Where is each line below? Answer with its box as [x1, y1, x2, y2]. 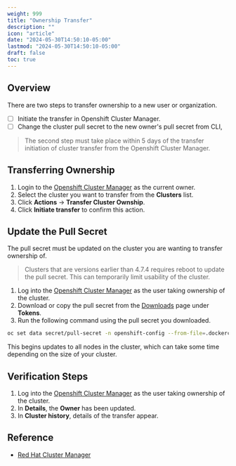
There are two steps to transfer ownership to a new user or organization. [7, 101, 218, 109]
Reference [7, 432, 54, 444]
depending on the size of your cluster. [7, 350, 117, 358]
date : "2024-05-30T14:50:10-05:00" [7, 37, 112, 44]
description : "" [7, 23, 55, 30]
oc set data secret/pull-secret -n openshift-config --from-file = [7, 330, 206, 337]
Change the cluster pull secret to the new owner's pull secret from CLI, [17, 122, 223, 131]
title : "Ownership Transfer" [7, 17, 93, 24]
